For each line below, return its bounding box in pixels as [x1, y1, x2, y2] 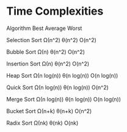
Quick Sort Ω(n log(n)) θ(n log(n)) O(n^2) [6, 84, 109, 91]
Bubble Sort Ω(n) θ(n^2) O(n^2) [6, 48, 85, 56]
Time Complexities [6, 4, 104, 18]
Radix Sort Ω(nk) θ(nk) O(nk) [6, 119, 79, 127]
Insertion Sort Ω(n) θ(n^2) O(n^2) [6, 60, 90, 67]
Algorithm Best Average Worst [6, 24, 82, 32]
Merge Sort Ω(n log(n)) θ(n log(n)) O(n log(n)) [6, 95, 121, 103]
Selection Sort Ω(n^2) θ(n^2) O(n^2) [6, 36, 96, 43]
